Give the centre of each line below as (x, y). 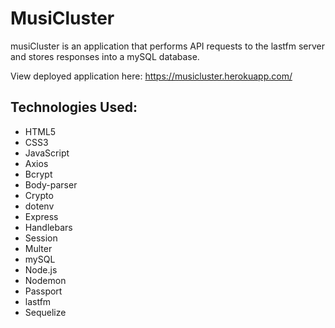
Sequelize (45, 312)
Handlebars (48, 227)
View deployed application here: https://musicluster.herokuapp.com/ (151, 76)
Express (41, 216)
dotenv (39, 206)
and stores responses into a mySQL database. (105, 56)
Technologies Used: (74, 107)
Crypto (39, 195)
